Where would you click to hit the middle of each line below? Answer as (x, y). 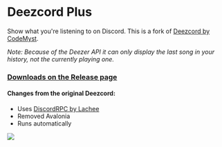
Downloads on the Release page (62, 77)
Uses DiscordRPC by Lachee (58, 109)
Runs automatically (44, 124)
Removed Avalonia (44, 116)
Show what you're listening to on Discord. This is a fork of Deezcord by (109, 31)
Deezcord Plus (49, 12)
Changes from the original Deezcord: (62, 93)
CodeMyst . (23, 38)
